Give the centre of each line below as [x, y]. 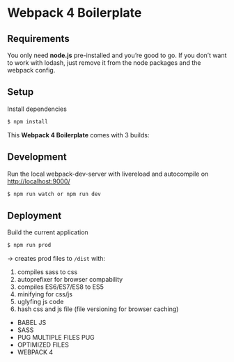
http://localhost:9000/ [39, 181]
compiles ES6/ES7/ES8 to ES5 [61, 287]
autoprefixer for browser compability [70, 280]
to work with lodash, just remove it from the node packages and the [104, 63]
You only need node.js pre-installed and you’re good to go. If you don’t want [117, 55]
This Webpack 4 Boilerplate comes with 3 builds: [78, 135]
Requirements [38, 39]
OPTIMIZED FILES [43, 345]
